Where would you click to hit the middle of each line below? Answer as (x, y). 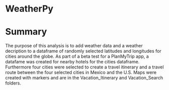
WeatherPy (30, 9)
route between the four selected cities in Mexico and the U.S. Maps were (81, 72)
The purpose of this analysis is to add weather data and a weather (74, 46)
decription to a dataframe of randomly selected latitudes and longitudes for (83, 51)
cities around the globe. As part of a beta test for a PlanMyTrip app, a (77, 56)
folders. (13, 83)
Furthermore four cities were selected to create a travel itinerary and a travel (84, 67)
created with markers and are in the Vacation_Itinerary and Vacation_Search (84, 78)
